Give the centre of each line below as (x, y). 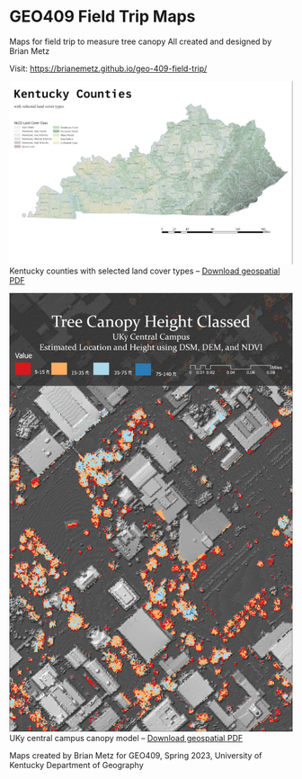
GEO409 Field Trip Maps (102, 17)
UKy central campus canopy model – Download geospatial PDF (126, 738)
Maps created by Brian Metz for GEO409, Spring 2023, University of (136, 755)
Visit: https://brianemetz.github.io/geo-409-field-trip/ (108, 68)
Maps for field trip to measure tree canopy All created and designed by (141, 41)
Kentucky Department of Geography (76, 765)
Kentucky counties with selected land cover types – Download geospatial (145, 271)
